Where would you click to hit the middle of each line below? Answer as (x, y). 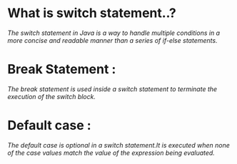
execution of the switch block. (52, 96)
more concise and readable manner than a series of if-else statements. (112, 40)
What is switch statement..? (92, 13)
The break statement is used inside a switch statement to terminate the (112, 89)
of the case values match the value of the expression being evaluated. (111, 153)
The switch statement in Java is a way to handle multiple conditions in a (114, 33)
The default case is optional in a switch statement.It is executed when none (118, 145)
